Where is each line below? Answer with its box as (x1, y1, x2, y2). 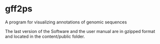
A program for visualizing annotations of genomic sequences (5, 19, 127, 25)
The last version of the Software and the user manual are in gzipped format (5, 28, 155, 34)
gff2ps (5, 3, 32, 14)
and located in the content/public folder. (5, 33, 85, 39)
